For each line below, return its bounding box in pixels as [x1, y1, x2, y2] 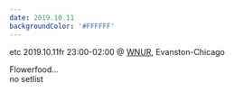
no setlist [9, 73, 43, 84]
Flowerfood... [9, 64, 59, 75]
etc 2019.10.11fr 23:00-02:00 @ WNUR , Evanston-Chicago [9, 46, 226, 57]
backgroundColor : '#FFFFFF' [9, 22, 116, 31]
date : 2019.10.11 [9, 13, 75, 23]
